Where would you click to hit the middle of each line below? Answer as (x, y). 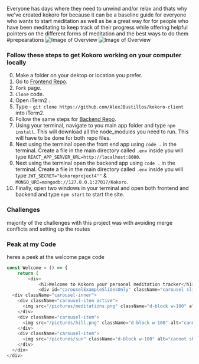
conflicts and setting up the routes (48, 229)
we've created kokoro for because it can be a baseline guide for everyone (97, 15)
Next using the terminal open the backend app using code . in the (95, 163)
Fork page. (28, 88)
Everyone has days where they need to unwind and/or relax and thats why (97, 9)
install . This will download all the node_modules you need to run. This (102, 132)
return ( (28, 273)
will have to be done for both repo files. (63, 138)
